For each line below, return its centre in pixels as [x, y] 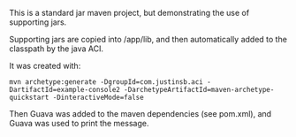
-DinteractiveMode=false [98, 97]
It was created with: [45, 66]
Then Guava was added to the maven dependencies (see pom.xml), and [140, 114]
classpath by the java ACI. [57, 49]
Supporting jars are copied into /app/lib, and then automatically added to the [148, 39]
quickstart [29, 97]
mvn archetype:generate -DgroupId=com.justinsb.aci [106, 82]
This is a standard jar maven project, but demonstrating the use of [129, 13]
